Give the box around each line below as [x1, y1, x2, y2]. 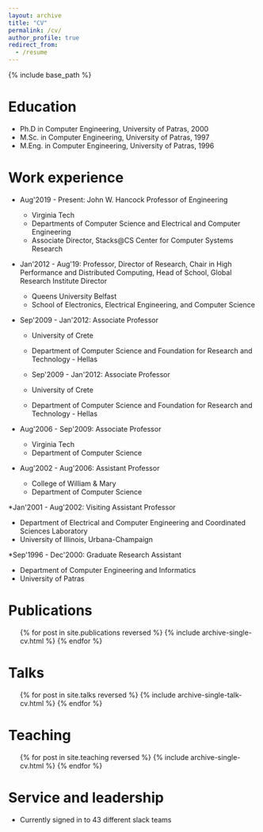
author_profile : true [8, 33, 80, 42]
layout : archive [8, 11, 62, 20]
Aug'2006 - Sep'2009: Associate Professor [19, 424, 162, 433]
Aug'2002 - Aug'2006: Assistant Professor [19, 463, 160, 472]
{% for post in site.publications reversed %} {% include [19, 628, 200, 637]
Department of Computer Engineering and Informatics [19, 565, 196, 574]
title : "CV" [8, 19, 48, 27]
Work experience [8, 169, 124, 187]
